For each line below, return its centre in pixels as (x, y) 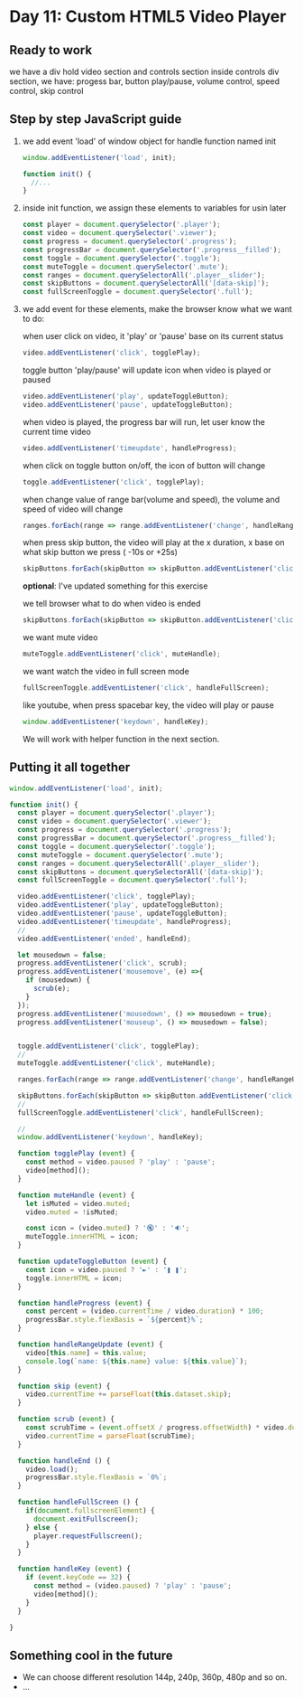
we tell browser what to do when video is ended (111, 604)
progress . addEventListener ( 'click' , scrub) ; (102, 963)
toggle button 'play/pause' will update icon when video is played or (147, 370)
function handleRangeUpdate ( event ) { (91, 1344)
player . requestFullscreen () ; (88, 1536)
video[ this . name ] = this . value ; (86, 1353)
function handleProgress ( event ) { (84, 1303)
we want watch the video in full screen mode (106, 672)
